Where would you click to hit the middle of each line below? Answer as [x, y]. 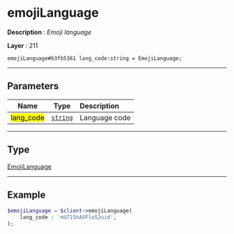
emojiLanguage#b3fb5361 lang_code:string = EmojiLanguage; [95, 58]
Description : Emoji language [49, 32]
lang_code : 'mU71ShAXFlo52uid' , [68, 217]
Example [26, 195]
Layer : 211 [23, 45]
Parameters [33, 86]
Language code [105, 118]
